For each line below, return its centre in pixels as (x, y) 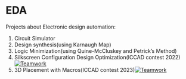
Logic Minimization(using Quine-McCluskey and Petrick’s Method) (95, 50)
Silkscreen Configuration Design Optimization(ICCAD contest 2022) (97, 57)
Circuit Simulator (35, 38)
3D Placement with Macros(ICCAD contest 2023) (75, 69)
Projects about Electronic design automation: (61, 27)
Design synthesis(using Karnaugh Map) (63, 45)
